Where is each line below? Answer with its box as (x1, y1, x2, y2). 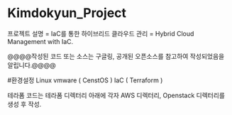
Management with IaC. (7, 37, 74, 45)
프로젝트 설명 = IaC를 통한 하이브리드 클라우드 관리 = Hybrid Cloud (7, 29, 194, 38)
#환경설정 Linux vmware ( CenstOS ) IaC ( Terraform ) (7, 76, 163, 84)
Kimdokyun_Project (7, 5, 126, 21)
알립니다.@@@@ (7, 60, 57, 69)
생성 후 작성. (7, 99, 42, 108)
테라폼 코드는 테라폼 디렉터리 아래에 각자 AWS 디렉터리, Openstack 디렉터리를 (7, 91, 226, 99)
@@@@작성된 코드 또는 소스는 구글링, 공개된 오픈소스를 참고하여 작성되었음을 (7, 52, 225, 60)
